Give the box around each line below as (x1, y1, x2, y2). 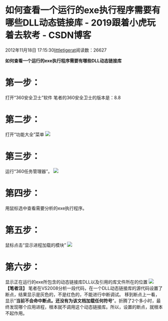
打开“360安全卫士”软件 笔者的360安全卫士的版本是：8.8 (5, 94, 121, 100)
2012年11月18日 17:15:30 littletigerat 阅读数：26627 (5, 47, 107, 53)
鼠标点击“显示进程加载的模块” (5, 242, 66, 248)
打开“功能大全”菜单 (5, 131, 44, 137)
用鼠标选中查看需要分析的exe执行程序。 (5, 205, 87, 211)
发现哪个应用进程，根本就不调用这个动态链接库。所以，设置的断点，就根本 (9, 303, 163, 310)
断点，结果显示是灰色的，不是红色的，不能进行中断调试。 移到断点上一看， (5, 291, 160, 297)
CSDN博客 (48, 29, 91, 41)
